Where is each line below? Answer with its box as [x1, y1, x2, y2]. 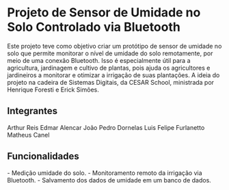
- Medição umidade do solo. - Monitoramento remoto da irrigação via [7, 169, 203, 177]
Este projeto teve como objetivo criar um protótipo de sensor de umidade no [7, 42, 222, 50]
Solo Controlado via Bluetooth [7, 19, 181, 35]
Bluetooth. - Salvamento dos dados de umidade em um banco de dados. [7, 176, 212, 184]
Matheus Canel [7, 131, 50, 139]
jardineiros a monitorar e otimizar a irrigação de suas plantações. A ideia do [7, 70, 220, 79]
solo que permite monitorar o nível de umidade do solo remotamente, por [7, 49, 213, 57]
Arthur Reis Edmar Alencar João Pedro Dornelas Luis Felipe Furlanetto [7, 123, 205, 131]
